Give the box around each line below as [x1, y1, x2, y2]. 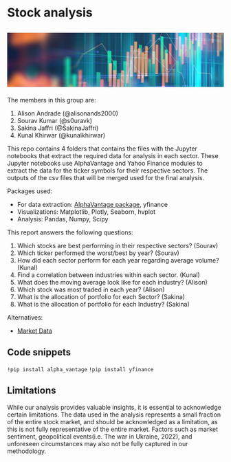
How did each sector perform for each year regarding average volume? [16, 256, 219, 264]
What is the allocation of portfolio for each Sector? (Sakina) [16, 293, 186, 300]
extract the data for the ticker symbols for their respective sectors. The [7, 166, 208, 175]
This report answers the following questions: [7, 228, 133, 236]
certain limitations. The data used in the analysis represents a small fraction [7, 410, 221, 419]
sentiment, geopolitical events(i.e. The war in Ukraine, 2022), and [7, 432, 192, 441]
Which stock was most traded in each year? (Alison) [16, 285, 165, 294]
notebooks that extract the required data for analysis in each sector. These [7, 152, 219, 159]
